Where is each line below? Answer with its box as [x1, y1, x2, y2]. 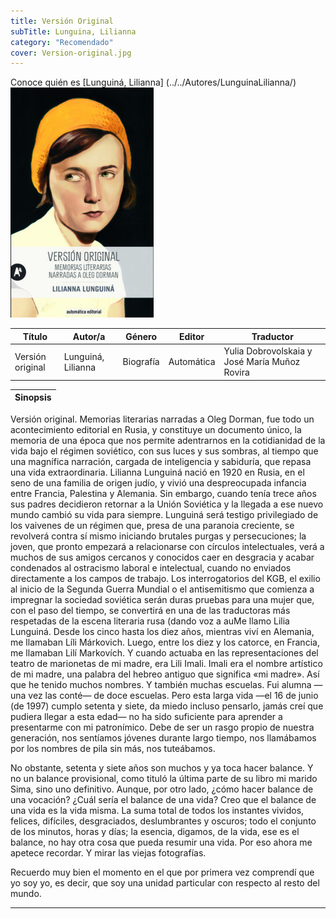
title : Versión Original [10, 16, 114, 26]
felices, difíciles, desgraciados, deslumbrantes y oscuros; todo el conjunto [10, 815, 317, 827]
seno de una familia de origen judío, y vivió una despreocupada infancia [10, 476, 307, 489]
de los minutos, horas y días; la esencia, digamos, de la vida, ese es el [10, 825, 300, 837]
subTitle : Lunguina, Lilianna [10, 26, 137, 37]
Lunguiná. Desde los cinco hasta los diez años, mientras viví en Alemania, [10, 625, 315, 637]
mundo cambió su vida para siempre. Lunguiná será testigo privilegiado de [10, 508, 319, 520]
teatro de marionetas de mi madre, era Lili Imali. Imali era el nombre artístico [10, 657, 323, 669]
